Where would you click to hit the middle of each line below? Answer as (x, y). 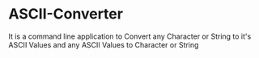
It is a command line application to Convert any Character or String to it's (130, 36)
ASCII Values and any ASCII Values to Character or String (104, 44)
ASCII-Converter (66, 14)
